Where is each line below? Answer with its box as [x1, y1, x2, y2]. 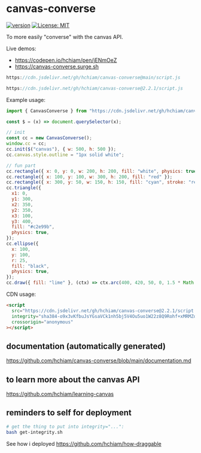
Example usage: [6, 96, 46, 103]
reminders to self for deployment [6, 407, 132, 418]
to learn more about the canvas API [6, 374, 140, 385]
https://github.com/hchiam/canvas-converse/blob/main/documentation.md [6, 357, 191, 364]
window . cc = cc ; [6, 140, 47, 147]
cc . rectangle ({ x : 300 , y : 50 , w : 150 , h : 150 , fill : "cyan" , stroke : [6, 179, 187, 185]
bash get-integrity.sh [6, 429, 63, 435]
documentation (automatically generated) [6, 341, 166, 351]
